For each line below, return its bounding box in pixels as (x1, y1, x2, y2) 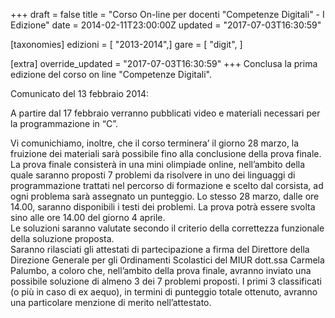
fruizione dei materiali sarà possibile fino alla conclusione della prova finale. (10, 148, 322, 159)
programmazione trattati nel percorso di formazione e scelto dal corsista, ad (10, 180, 324, 191)
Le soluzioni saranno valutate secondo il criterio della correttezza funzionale (10, 222, 325, 234)
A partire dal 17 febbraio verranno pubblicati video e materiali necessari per (10, 107, 321, 119)
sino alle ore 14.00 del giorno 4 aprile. (10, 212, 166, 223)
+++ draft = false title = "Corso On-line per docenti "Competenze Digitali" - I (10, 9, 325, 20)
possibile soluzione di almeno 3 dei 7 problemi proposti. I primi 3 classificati (10, 275, 322, 287)
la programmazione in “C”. (10, 118, 118, 129)
